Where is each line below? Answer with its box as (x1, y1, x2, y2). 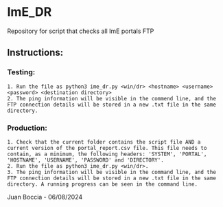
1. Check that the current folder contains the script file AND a (7, 138, 201, 145)
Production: (7, 123, 48, 133)
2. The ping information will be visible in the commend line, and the (7, 95, 216, 102)
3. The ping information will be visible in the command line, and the (7, 168, 216, 175)
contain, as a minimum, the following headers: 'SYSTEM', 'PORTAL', (7, 151, 207, 157)
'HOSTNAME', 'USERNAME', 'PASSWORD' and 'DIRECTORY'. (7, 156, 165, 164)
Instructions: (7, 47, 64, 58)
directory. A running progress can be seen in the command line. (7, 180, 198, 188)
